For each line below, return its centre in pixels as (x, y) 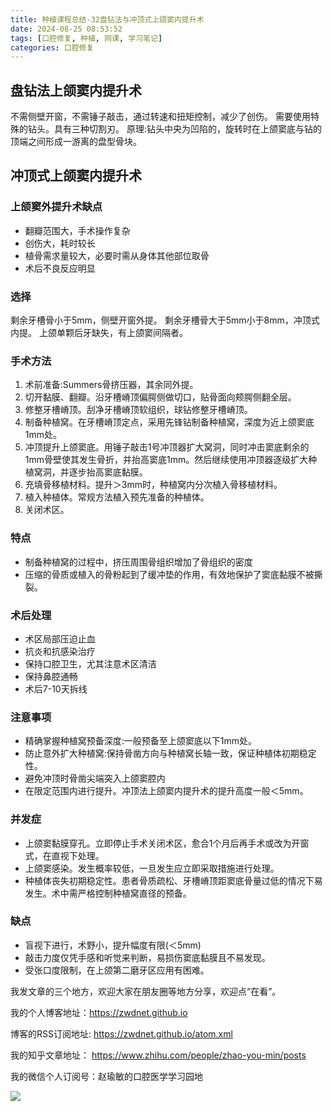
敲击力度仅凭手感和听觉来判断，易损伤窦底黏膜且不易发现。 (147, 957)
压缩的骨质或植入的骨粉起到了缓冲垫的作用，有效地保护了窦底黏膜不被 (169, 574)
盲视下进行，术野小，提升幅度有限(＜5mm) (113, 945)
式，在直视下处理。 (64, 855)
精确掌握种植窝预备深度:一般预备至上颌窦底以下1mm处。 (141, 741)
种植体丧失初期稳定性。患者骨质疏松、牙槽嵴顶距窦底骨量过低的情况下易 (173, 880)
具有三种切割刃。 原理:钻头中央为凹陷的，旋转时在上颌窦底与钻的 (187, 129)
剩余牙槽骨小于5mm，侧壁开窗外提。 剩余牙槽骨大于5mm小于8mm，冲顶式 (165, 320)
